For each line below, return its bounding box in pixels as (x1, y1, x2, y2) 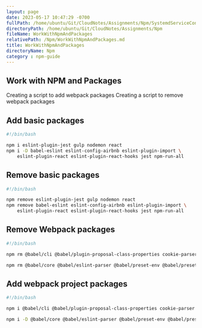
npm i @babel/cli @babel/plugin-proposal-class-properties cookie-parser (6, 306, 195, 312)
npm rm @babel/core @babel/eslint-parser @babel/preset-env (6, 262, 161, 268)
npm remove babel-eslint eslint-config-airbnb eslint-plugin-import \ (6, 202, 187, 208)
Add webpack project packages (6, 279, 128, 289)
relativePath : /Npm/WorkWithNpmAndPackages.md (6, 37, 125, 43)
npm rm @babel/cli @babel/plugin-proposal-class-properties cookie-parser (6, 251, 198, 257)
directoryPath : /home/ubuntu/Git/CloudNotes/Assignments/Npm (6, 25, 163, 32)
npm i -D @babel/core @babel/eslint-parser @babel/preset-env (6, 317, 165, 323)
